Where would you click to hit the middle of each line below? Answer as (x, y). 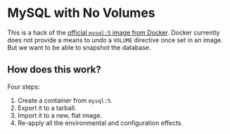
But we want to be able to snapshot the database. (79, 47)
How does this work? (54, 69)
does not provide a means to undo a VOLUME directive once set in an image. (115, 39)
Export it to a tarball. (47, 108)
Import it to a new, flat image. (60, 115)
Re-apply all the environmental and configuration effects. (100, 123)
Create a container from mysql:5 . (65, 100)
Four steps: (24, 87)
